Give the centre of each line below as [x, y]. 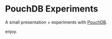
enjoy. [11, 31]
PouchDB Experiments [52, 9]
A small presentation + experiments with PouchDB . [56, 22]
